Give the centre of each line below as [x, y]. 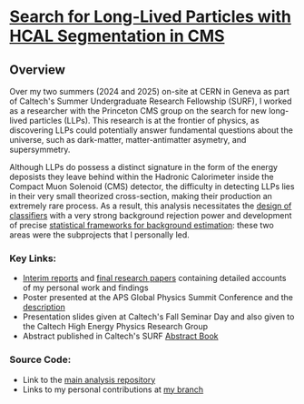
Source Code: [40, 359]
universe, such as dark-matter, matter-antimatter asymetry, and [128, 140]
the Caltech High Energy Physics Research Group [115, 327]
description [44, 308]
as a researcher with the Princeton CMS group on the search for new [138, 111]
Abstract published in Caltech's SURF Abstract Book [120, 336]
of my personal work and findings [85, 288]
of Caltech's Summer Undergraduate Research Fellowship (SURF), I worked [151, 101]
